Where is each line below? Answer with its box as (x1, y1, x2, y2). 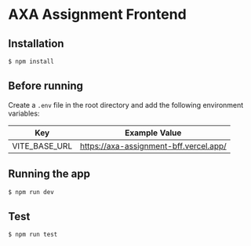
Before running (8, 79, 84, 93)
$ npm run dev (8, 188, 55, 196)
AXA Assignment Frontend (8, 6, 187, 24)
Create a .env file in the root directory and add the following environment (8, 100, 244, 109)
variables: (8, 108, 40, 118)
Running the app (8, 167, 90, 181)
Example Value (125, 127, 182, 138)
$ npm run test (8, 230, 58, 239)
